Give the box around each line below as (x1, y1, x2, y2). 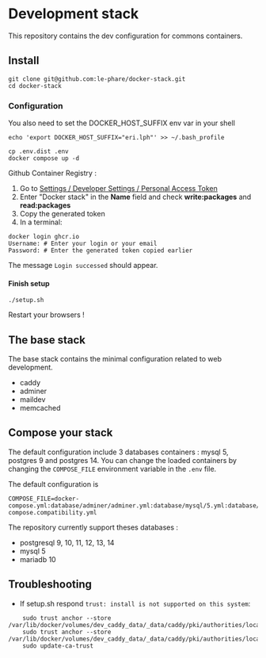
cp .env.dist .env (8, 147, 69, 155)
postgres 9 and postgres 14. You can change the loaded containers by (8, 455, 237, 465)
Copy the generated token (19, 209, 105, 219)
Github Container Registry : (8, 168, 97, 178)
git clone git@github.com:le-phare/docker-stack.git (8, 75, 186, 83)
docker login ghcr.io (8, 233, 80, 241)
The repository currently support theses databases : (8, 522, 179, 532)
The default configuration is (8, 479, 99, 488)
